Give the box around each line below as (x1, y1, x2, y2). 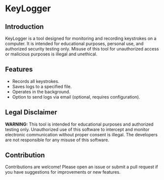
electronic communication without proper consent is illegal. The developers (5, 131, 158, 137)
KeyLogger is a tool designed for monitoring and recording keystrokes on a (5, 35, 157, 41)
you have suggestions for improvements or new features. (5, 169, 121, 175)
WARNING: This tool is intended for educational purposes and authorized (5, 121, 154, 127)
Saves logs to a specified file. (12, 83, 72, 89)
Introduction (5, 23, 44, 31)
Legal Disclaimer (5, 108, 57, 117)
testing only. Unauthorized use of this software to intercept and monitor (5, 126, 150, 132)
